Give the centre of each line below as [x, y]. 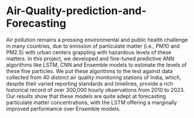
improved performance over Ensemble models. [63, 109]
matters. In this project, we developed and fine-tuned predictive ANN [90, 58]
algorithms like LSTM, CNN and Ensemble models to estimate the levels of [97, 65]
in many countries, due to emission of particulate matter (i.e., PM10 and [93, 46]
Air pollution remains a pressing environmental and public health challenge [97, 40]
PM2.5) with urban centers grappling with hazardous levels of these [89, 52]
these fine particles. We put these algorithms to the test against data [90, 71]
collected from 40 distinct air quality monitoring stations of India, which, [94, 77]
